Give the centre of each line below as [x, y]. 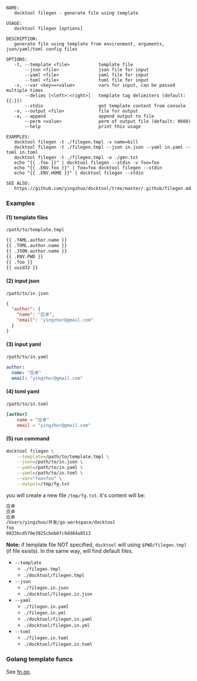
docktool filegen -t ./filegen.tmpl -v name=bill [76, 142]
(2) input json [23, 281]
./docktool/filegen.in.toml [58, 644]
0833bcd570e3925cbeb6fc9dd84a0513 [49, 534]
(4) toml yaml [23, 392]
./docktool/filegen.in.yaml [58, 619]
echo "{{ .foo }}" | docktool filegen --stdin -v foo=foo [87, 163]
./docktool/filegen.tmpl [54, 575]
